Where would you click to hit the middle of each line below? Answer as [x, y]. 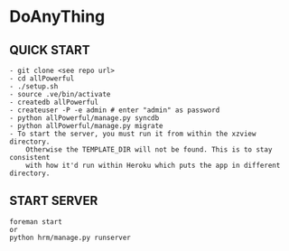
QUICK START [50, 50]
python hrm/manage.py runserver [70, 237]
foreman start [36, 222]
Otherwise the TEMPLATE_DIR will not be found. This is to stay [149, 150]
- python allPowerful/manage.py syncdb [84, 118]
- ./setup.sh [34, 87]
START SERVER [54, 201]
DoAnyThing [57, 17]
